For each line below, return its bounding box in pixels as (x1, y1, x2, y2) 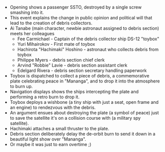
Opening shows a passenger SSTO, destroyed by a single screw (9, 4, 142, 10)
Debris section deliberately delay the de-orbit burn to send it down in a (9, 131, 156, 137)
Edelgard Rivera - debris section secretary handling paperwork (17, 68, 147, 74)
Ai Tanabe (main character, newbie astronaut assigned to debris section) (9, 25, 160, 31)
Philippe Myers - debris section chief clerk (17, 57, 105, 63)
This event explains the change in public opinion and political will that (9, 15, 153, 20)
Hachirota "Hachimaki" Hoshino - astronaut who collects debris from (17, 47, 159, 52)
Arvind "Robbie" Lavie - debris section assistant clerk (17, 62, 128, 68)
